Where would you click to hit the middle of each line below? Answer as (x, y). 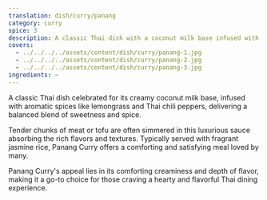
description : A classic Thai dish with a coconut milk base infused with (134, 38)
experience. (28, 187)
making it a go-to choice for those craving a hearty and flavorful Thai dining (133, 179)
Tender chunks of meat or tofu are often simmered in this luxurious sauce (129, 130)
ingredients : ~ (34, 75)
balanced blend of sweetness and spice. (75, 114)
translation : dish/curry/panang (62, 16)
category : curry (35, 23)
